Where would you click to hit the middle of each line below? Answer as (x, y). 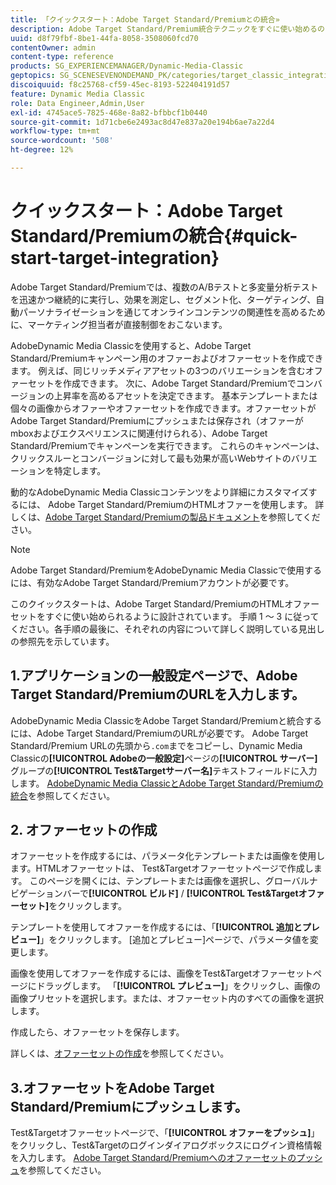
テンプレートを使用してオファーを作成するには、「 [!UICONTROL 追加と (156, 927)
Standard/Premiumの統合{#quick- (154, 236)
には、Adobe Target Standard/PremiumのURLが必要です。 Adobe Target (159, 733)
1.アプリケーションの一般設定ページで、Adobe (154, 676)
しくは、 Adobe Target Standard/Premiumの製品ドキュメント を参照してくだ (165, 517)
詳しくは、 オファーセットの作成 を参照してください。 (120, 1053)
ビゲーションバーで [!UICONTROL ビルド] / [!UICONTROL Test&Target (154, 893)
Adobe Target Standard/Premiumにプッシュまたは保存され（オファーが (157, 420)
